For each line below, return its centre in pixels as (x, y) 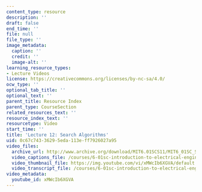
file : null (20, 34)
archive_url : (28, 152)
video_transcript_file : (41, 169)
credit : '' (25, 57)
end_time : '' (23, 29)
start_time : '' (25, 129)
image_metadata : (26, 46)
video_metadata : (26, 174)
